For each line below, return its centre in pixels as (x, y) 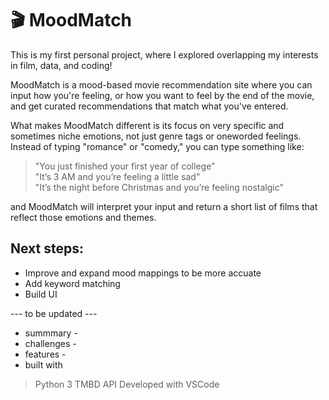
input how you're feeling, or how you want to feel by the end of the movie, (162, 95)
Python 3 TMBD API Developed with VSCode (127, 384)
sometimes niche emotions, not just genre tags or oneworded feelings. (156, 136)
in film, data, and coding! (61, 65)
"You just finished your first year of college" (125, 166)
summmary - (51, 333)
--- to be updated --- (54, 313)
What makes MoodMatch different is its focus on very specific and (147, 125)
